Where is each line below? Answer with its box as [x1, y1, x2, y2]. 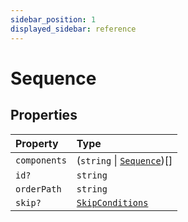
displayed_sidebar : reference [10, 24, 137, 34]
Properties [10, 107, 78, 124]
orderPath [15, 183, 62, 195]
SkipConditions [76, 197, 149, 208]
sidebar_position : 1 [10, 14, 97, 25]
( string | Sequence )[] [76, 153, 173, 167]
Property [15, 136, 59, 150]
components [15, 154, 67, 166]
